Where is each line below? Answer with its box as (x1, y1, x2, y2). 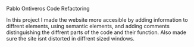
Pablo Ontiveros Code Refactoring (6, 5, 90, 12)
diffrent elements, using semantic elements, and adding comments (6, 23, 170, 29)
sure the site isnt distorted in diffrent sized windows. (6, 35, 135, 42)
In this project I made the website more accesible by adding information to (6, 16, 189, 23)
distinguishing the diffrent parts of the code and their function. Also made (6, 29, 187, 36)
